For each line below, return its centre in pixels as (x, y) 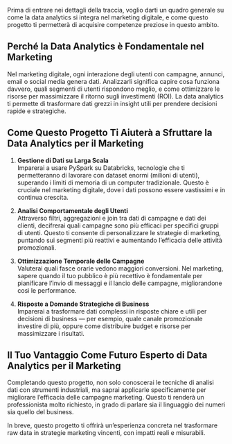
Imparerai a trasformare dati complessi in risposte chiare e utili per (112, 311)
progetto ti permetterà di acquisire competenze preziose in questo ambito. (113, 25)
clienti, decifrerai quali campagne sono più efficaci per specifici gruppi (118, 225)
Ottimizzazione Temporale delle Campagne (81, 261)
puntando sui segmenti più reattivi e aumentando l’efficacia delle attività (120, 240)
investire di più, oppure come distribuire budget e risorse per (104, 326)
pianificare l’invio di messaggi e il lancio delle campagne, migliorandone (120, 283)
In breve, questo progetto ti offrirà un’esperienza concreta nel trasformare (113, 425)
